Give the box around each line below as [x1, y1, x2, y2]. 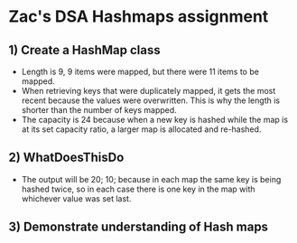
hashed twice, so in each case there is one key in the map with [21, 183, 255, 194]
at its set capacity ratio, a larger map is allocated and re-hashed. [21, 124, 262, 135]
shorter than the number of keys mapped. [21, 105, 177, 115]
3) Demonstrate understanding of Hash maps [8, 220, 268, 235]
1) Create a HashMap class [8, 42, 162, 58]
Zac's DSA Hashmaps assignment [8, 6, 269, 27]
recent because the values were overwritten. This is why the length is [21, 95, 281, 106]
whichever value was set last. [21, 192, 132, 204]
